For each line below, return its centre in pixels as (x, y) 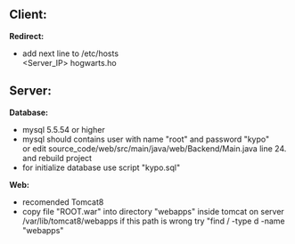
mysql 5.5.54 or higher (63, 129)
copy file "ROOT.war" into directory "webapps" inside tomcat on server (153, 211)
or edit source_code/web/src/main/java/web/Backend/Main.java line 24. (154, 148)
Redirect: (27, 36)
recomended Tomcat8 (63, 202)
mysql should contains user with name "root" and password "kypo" (146, 139)
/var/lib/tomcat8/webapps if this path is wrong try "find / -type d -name (153, 221)
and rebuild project (57, 158)
